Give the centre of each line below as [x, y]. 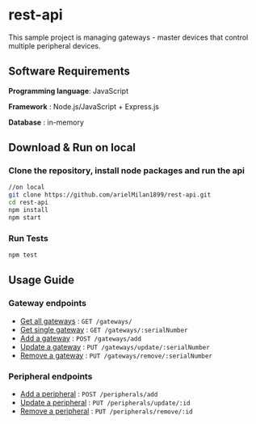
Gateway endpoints [48, 303]
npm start [25, 217]
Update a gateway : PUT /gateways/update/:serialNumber [115, 346]
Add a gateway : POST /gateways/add [80, 338]
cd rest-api [28, 203]
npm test [23, 255]
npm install [28, 210]
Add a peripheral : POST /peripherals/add [89, 393]
